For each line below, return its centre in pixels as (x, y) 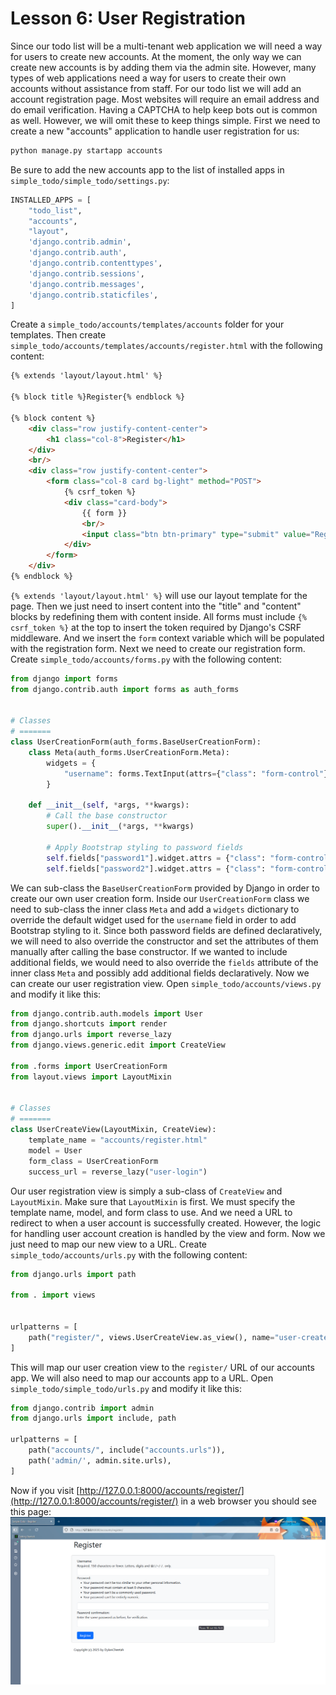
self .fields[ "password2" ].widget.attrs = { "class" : (156, 868)
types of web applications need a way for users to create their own (148, 78)
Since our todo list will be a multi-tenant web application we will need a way (166, 46)
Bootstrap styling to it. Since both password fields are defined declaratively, (166, 930)
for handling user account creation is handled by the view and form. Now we (168, 1233)
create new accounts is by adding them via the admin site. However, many (163, 67)
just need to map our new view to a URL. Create (109, 1244)
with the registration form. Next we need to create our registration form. (158, 648)
